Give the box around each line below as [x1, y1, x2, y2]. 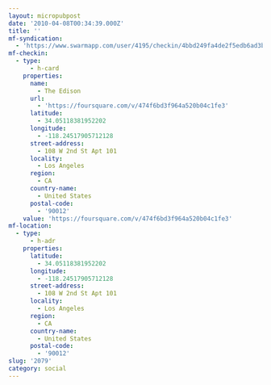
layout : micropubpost [8, 11, 81, 20]
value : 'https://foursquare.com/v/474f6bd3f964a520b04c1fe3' [23, 215, 232, 223]
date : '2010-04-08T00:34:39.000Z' [8, 19, 125, 27]
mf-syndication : [8, 34, 63, 43]
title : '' [8, 27, 42, 35]
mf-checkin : [8, 49, 48, 57]
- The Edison [37, 86, 81, 95]
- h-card [29, 65, 60, 73]
